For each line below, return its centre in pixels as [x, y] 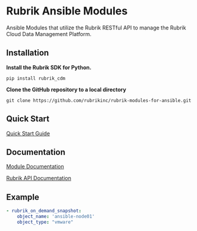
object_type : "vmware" [45, 222]
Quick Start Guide [28, 133]
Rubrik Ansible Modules [67, 11]
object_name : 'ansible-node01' [56, 217]
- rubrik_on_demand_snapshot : [44, 211]
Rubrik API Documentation [39, 178]
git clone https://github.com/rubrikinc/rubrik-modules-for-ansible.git [99, 100]
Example [23, 197]
